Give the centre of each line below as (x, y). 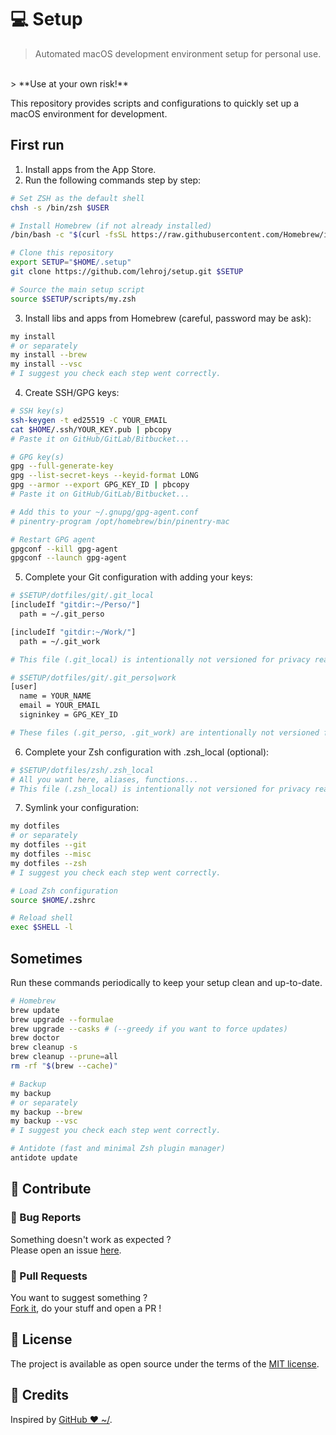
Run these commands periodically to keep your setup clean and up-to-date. (166, 982)
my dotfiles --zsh (48, 863)
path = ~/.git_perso (62, 614)
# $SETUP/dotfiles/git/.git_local (82, 596)
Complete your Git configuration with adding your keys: (138, 577)
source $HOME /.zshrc (53, 900)
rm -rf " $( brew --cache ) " (64, 1066)
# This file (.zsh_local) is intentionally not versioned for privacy (160, 789)
